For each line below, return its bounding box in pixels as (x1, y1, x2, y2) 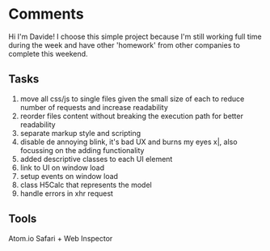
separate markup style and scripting (19, 128, 141, 138)
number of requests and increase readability (19, 102, 168, 112)
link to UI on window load (19, 163, 105, 172)
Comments (8, 5, 84, 23)
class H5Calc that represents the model (19, 180, 152, 189)
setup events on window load (19, 171, 119, 181)
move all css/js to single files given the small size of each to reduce (19, 94, 245, 104)
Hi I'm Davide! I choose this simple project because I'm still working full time (8, 32, 262, 41)
